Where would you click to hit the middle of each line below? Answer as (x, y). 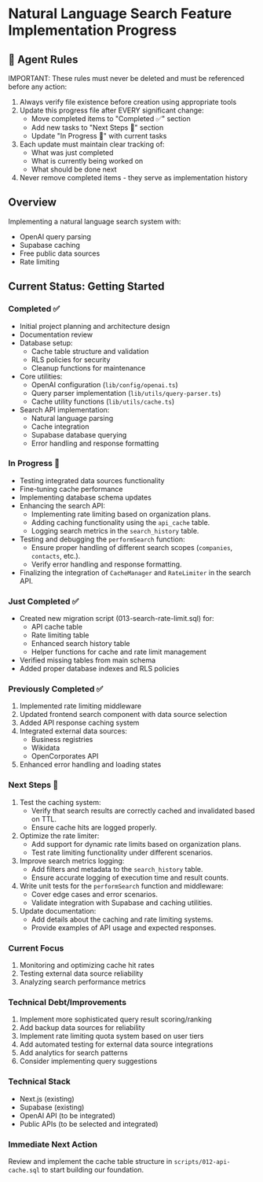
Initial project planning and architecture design (95, 326)
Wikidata (46, 748)
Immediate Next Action (53, 1144)
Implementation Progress (93, 30)
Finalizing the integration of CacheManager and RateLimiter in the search (135, 572)
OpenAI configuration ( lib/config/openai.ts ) (104, 384)
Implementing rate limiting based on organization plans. (121, 514)
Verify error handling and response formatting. (106, 564)
